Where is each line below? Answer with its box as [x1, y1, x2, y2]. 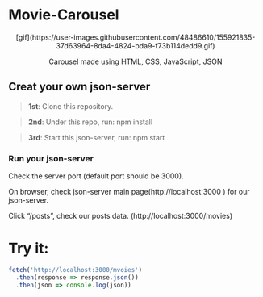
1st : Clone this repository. [27, 101, 114, 111]
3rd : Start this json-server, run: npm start [27, 132, 165, 142]
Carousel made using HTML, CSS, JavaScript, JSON [48, 56, 223, 66]
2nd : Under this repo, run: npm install [27, 117, 153, 127]
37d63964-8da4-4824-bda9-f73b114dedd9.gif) [56, 40, 215, 50]
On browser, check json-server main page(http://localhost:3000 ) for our [8, 187, 250, 197]
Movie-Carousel [8, 6, 119, 24]
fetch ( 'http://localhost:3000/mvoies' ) [8, 266, 143, 274]
